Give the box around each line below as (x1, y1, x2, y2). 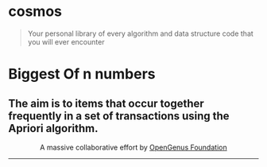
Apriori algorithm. (8, 122, 99, 135)
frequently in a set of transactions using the (8, 109, 230, 122)
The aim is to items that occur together (8, 96, 204, 110)
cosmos (8, 2, 62, 21)
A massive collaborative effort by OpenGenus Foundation (39, 142, 228, 152)
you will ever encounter (27, 37, 105, 46)
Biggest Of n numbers (8, 65, 156, 83)
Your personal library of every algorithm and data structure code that (27, 29, 254, 38)
